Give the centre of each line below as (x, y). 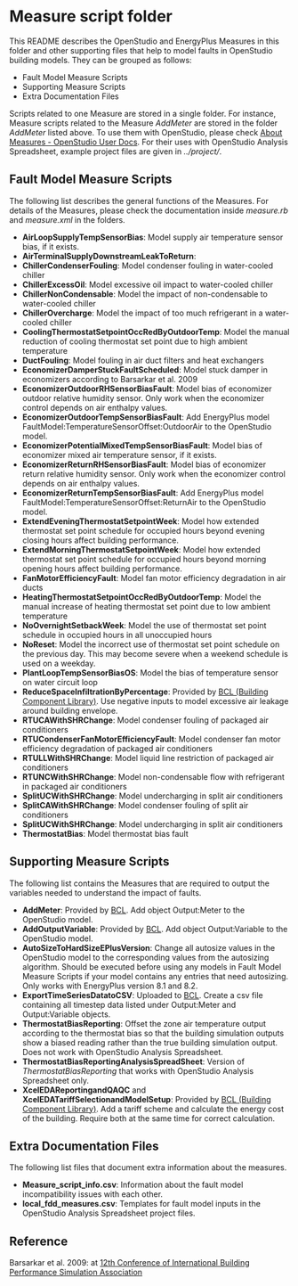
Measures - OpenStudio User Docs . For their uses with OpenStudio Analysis (149, 142)
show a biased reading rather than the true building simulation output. (150, 1042)
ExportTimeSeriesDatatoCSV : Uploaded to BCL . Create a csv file (143, 995)
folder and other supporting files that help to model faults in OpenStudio (141, 50)
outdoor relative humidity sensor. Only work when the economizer (143, 397)
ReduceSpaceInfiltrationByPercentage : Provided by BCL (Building (145, 692)
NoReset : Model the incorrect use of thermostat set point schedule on (151, 644)
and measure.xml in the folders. (68, 219)
